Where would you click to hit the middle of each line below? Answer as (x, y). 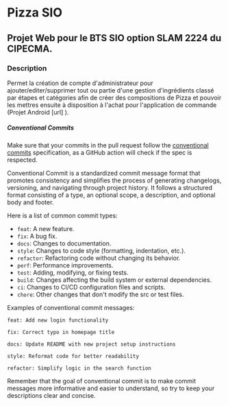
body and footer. (30, 202)
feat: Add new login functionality (58, 320)
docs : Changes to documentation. (64, 243)
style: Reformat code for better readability (73, 356)
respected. (22, 160)
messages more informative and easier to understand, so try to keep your (111, 388)
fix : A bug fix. (37, 236)
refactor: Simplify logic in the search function (79, 368)
